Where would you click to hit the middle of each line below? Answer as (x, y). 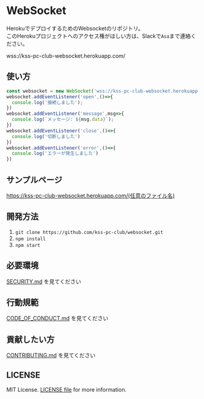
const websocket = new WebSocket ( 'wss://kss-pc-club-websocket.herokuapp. (104, 91)
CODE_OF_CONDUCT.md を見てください (57, 318)
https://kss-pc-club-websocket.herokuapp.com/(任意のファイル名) (91, 196)
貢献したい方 (31, 339)
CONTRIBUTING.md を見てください (51, 356)
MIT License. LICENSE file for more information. (67, 390)
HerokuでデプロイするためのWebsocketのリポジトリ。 (75, 28)
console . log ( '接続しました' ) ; (48, 102)
